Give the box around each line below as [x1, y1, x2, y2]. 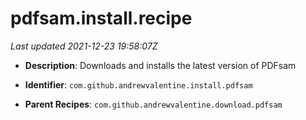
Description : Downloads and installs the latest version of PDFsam [24, 59, 297, 71]
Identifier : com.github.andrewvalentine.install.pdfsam [24, 78, 253, 91]
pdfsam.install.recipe [10, 7, 193, 30]
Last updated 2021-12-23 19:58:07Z [10, 40, 158, 52]
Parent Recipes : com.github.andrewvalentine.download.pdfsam [24, 98, 283, 110]
